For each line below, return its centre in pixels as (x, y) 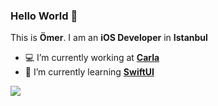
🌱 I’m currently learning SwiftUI (89, 72)
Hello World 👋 (44, 16)
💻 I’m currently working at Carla (92, 58)
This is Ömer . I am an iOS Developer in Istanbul (109, 38)
